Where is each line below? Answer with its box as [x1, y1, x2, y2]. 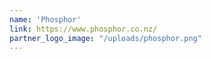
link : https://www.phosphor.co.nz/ [9, 24, 158, 34]
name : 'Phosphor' [9, 14, 82, 25]
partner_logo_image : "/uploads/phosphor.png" [9, 33, 202, 43]
